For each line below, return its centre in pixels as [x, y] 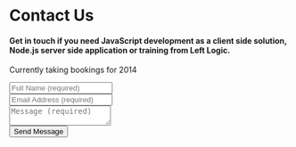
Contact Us [52, 16]
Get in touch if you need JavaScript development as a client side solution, [148, 40]
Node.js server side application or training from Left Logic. [120, 50]
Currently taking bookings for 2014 [73, 70]
